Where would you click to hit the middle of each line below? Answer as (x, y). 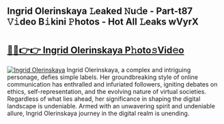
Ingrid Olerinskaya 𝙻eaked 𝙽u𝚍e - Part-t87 (100, 11)
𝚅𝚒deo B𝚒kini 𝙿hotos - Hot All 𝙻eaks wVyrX (103, 22)
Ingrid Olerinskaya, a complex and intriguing (129, 70)
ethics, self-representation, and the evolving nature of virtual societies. (107, 92)
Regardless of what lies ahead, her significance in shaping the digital (104, 99)
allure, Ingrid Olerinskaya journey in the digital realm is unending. (98, 113)
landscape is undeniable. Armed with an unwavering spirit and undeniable (111, 106)
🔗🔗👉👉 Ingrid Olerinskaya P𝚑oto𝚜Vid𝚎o (96, 50)
